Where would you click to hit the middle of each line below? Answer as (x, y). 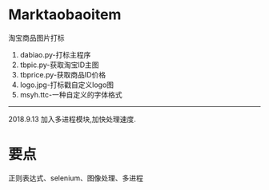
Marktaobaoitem (65, 15)
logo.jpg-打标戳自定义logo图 (67, 85)
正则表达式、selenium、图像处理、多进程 (76, 178)
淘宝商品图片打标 (36, 38)
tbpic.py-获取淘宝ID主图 (59, 65)
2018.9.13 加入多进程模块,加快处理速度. (72, 119)
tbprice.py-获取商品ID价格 (63, 74)
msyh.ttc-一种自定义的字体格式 (71, 94)
